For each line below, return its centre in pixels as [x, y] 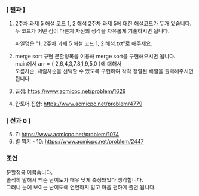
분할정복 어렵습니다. [29, 172]
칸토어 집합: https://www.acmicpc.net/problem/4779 [79, 104]
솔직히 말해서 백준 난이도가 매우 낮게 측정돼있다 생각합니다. [75, 179]
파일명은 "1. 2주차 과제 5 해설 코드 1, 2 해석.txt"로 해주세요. [83, 43]
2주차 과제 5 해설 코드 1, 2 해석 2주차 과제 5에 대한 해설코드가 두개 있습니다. [103, 24]
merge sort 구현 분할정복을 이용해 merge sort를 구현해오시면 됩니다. [95, 56]
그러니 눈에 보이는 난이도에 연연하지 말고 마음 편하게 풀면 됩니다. [81, 187]
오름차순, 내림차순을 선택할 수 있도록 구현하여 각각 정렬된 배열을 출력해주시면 [104, 71]
